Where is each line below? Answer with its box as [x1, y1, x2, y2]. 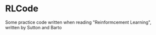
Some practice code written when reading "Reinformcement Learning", [5, 19, 151, 25]
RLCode [5, 3, 38, 14]
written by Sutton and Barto [5, 24, 62, 30]
